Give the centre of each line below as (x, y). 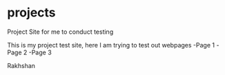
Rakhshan (21, 65)
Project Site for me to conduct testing (60, 32)
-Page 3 (40, 52)
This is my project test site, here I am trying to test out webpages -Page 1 (111, 45)
